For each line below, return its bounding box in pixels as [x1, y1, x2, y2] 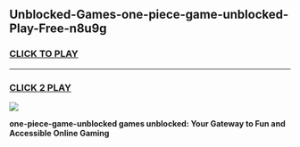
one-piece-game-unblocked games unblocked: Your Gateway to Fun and [9, 118, 286, 128]
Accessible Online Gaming [9, 127, 110, 138]
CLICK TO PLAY [9, 48, 79, 61]
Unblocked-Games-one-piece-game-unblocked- [9, 7, 289, 22]
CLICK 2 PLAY [9, 81, 71, 94]
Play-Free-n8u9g [9, 21, 107, 37]
